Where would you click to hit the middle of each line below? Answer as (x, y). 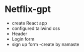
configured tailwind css (36, 28)
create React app (30, 23)
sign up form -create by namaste (45, 44)
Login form (23, 39)
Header (20, 33)
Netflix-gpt (28, 9)
